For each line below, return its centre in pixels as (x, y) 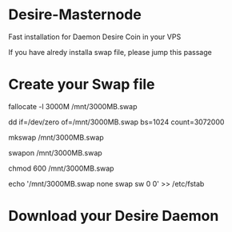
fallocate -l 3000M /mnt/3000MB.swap (73, 106)
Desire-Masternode (75, 15)
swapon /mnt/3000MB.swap (55, 152)
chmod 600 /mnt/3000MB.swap (61, 168)
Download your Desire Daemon (114, 216)
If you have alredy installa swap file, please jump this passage (110, 52)
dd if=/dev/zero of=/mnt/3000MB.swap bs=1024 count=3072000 (116, 122)
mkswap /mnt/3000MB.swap (56, 137)
